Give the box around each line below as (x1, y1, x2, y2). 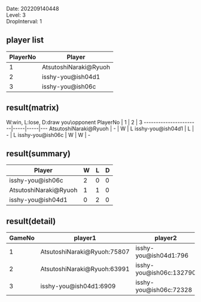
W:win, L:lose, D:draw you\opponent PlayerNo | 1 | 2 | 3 (6, 118, 142, 126)
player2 (154, 234, 178, 242)
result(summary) (6, 149, 71, 159)
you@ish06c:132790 (135, 269, 196, 277)
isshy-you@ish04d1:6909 (40, 282, 116, 291)
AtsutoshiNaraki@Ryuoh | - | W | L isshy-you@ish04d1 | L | (48, 125, 194, 132)
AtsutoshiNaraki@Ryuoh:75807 (40, 248, 130, 256)
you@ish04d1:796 (135, 251, 189, 260)
